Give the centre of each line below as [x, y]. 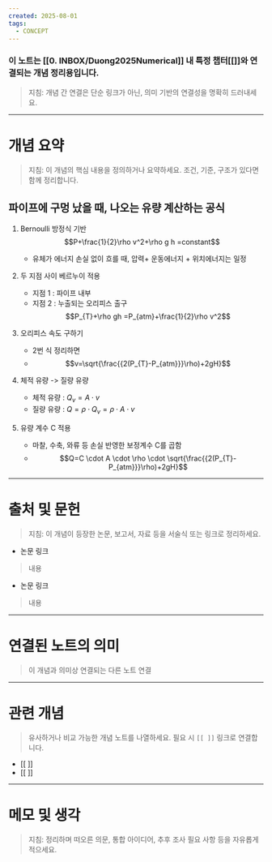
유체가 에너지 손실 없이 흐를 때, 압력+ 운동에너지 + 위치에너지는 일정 [139, 259]
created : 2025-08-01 [43, 16]
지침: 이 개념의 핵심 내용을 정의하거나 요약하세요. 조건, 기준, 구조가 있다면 [143, 169]
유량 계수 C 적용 [45, 428]
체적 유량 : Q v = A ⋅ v [66, 399]
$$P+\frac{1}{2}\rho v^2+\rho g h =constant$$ [142, 242]
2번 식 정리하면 [56, 350]
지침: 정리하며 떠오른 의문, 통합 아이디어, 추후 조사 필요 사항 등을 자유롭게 [143, 839]
